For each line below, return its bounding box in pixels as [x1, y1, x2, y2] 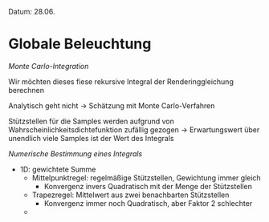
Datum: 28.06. [8, 7, 55, 16]
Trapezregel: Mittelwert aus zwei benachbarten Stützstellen [31, 190, 230, 200]
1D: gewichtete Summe [19, 164, 96, 174]
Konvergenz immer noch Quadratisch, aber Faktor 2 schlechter [43, 198, 253, 208]
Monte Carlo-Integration [8, 61, 89, 71]
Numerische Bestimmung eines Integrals [8, 148, 143, 159]
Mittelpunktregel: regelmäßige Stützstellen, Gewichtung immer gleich [31, 172, 261, 183]
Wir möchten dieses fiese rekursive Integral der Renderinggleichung [8, 76, 234, 87]
